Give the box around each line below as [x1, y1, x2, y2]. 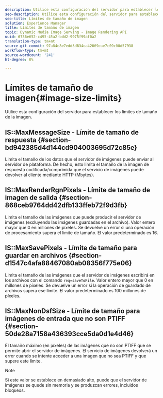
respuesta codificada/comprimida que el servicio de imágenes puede [5, 167, 144, 172]
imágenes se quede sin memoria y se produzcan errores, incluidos [5, 382, 138, 388]
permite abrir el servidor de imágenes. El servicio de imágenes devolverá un [5, 348, 158, 354]
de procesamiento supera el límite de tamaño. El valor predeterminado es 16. [5, 230, 158, 236]
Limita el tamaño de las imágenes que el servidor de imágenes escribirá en [5, 272, 155, 278]
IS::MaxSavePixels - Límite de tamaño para [5, 244, 137, 252]
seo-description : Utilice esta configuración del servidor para [5, 12, 138, 17]
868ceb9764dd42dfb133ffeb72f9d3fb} [5, 201, 128, 210]
